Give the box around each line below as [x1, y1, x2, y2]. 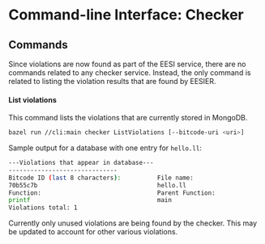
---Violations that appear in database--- [8, 159, 154, 167]
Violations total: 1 [8, 204, 79, 212]
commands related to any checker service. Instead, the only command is [8, 68, 251, 78]
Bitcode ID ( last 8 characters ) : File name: [8, 174, 194, 182]
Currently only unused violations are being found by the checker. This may [8, 218, 258, 228]
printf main [8, 196, 173, 204]
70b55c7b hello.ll [8, 181, 186, 189]
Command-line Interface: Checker [8, 6, 245, 24]
